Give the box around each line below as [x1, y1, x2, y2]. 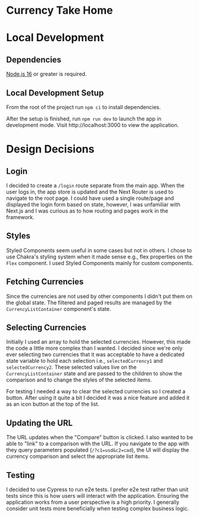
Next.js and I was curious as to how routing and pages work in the [6, 207, 169, 214]
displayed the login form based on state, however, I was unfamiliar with [6, 201, 181, 208]
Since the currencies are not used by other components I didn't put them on [6, 292, 192, 300]
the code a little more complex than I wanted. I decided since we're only [6, 344, 183, 352]
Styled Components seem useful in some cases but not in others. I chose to [6, 246, 192, 254]
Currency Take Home [6, 4, 113, 17]
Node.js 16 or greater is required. [6, 70, 87, 78]
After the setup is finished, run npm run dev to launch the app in [6, 115, 162, 122]
